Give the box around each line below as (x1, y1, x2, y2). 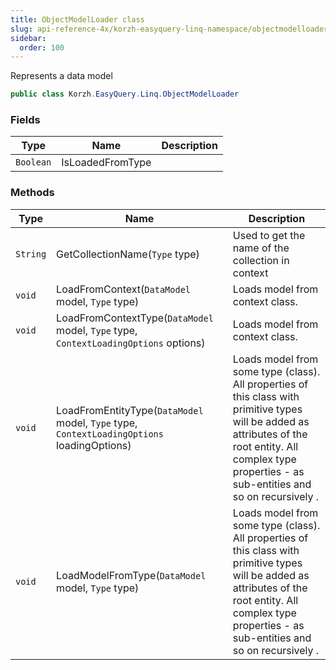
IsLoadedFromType (61, 156, 152, 170)
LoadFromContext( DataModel (56, 282, 192, 296)
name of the (232, 241, 290, 255)
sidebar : (10, 33, 47, 43)
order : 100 (19, 42, 65, 53)
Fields (10, 113, 41, 127)
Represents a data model (10, 70, 113, 82)
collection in (232, 253, 290, 267)
